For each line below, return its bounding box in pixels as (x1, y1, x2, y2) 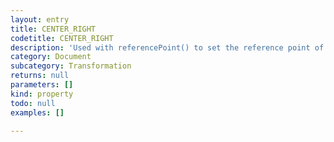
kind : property (10, 89, 74, 99)
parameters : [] (10, 80, 74, 90)
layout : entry (10, 14, 70, 25)
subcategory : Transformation (10, 61, 132, 71)
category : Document (10, 52, 92, 62)
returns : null (10, 71, 70, 81)
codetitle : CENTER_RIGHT (10, 33, 114, 43)
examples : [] (10, 107, 65, 118)
